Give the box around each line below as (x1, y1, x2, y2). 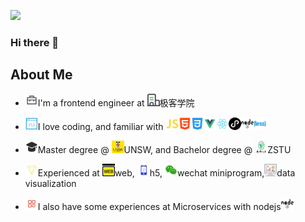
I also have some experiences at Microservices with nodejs (37, 200, 282, 212)
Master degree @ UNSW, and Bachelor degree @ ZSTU (37, 143, 292, 155)
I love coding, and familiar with (37, 120, 164, 132)
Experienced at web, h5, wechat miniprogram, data (37, 166, 296, 179)
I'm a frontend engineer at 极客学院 (37, 96, 195, 109)
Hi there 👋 (10, 35, 60, 49)
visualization (24, 177, 77, 189)
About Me (10, 66, 73, 84)
